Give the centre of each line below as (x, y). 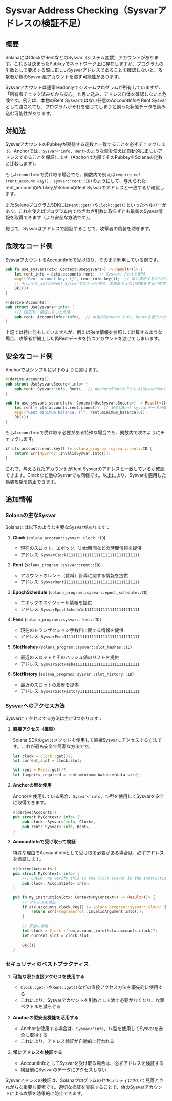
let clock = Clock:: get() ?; (42, 756)
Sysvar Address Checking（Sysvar (81, 11)
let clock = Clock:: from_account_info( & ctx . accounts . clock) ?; (90, 931)
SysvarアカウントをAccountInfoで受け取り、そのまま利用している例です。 (83, 260)
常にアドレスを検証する (37, 1052)
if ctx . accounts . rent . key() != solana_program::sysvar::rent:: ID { (79, 448)
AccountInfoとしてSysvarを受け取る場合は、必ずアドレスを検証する (92, 1063)
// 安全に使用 (35, 926)
